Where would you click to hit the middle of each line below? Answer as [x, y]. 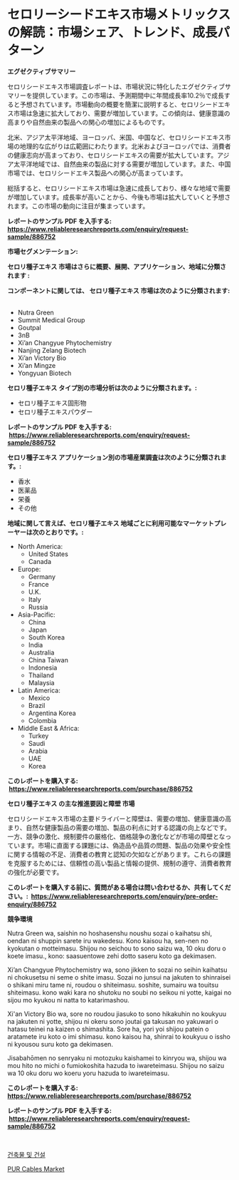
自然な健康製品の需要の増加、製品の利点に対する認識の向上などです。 [128, 827]
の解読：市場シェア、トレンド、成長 [113, 32]
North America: [40, 546]
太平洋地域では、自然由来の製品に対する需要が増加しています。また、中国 [122, 164]
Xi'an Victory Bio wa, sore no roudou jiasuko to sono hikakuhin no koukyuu [117, 1014]
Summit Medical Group [51, 320]
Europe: [29, 569]
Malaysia [41, 682]
